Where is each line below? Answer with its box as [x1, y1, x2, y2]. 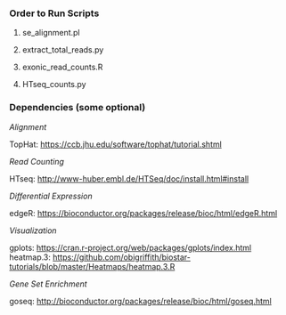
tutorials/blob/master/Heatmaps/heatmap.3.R [9, 261, 176, 271]
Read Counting [9, 156, 65, 166]
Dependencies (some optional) [9, 101, 146, 114]
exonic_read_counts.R [21, 61, 103, 73]
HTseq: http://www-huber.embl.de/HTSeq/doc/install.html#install [9, 173, 249, 184]
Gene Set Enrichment [9, 279, 87, 289]
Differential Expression [9, 190, 93, 201]
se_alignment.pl [21, 28, 80, 38]
